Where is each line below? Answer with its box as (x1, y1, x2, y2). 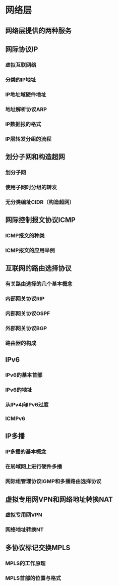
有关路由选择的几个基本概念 (5, 281, 73, 288)
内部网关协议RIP (5, 295, 45, 302)
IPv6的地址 (5, 387, 32, 394)
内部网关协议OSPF (5, 310, 50, 317)
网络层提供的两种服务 (5, 26, 72, 35)
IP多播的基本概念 (5, 448, 46, 455)
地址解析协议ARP (5, 105, 47, 113)
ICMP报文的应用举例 (5, 247, 55, 254)
